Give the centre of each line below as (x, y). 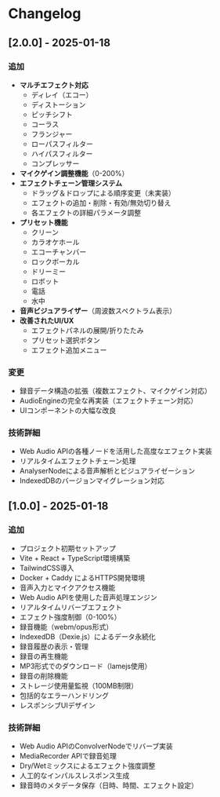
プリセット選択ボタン (65, 340)
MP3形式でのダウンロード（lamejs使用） (85, 666)
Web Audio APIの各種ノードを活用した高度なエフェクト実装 (116, 452)
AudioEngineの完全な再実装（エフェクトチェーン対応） (108, 400)
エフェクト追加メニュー (69, 349)
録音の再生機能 (43, 656)
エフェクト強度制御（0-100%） (70, 617)
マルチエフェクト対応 (54, 85)
